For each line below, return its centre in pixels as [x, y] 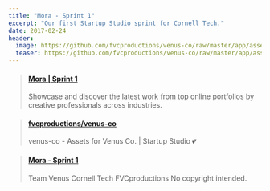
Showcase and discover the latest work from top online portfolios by [141, 96]
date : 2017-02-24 [37, 30]
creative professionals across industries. [95, 105]
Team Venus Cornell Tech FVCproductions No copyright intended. [137, 178]
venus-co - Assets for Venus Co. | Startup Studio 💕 [112, 141]
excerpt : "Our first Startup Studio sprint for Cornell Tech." [117, 23]
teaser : [29, 53]
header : [21, 38]
